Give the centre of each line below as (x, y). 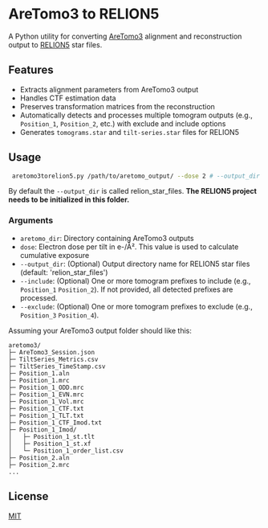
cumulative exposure (55, 255)
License (28, 496)
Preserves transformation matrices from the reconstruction (117, 106)
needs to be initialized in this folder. (69, 200)
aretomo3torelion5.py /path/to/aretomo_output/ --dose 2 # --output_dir (136, 176)
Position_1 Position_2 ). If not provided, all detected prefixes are (126, 289)
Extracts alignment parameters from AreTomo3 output (109, 89)
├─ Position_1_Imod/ (43, 430)
